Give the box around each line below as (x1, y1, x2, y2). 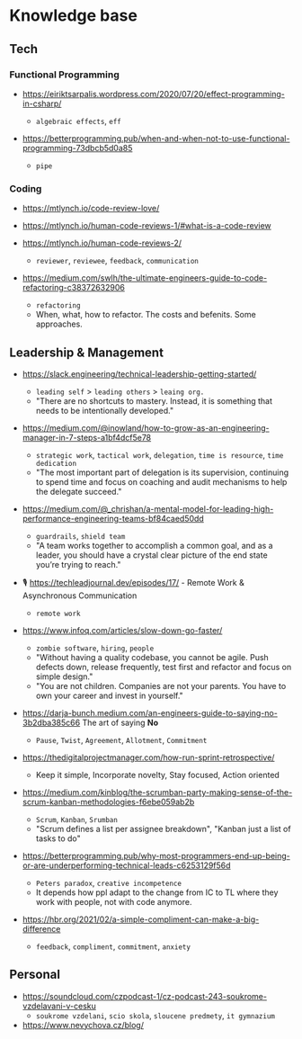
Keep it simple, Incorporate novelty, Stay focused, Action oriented (35, 769, 280, 780)
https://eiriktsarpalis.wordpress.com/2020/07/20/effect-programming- (22, 88, 285, 99)
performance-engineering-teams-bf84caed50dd (22, 513, 204, 524)
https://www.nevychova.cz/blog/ (22, 1019, 144, 1030)
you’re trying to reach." (35, 559, 121, 569)
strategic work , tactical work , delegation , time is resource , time (35, 449, 284, 460)
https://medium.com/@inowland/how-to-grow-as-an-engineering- (22, 422, 270, 433)
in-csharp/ (22, 98, 62, 109)
